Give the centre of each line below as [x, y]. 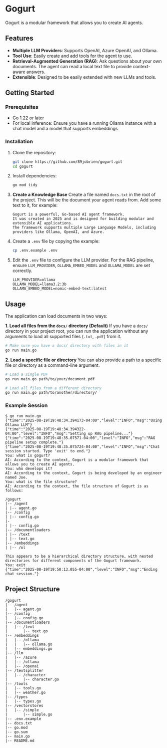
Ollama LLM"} [19, 425]
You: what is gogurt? [28, 455]
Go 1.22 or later [28, 118]
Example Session [26, 405]
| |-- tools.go [23, 688]
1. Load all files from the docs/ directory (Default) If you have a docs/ [77, 326]
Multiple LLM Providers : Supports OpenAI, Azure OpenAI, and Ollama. [85, 50]
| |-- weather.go [25, 693]
